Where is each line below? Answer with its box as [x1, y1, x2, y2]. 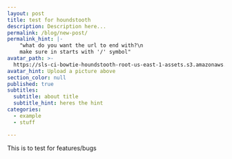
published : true [7, 81, 54, 87]
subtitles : [7, 87, 39, 94]
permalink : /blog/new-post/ [7, 29, 88, 36]
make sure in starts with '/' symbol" [19, 49, 131, 56]
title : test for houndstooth [7, 17, 91, 23]
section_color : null [7, 74, 67, 81]
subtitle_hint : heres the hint [13, 100, 104, 107]
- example [13, 112, 41, 119]
